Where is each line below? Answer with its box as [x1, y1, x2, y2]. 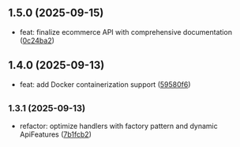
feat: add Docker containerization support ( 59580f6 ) [19, 79, 191, 89]
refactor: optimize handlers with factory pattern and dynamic [19, 122, 219, 131]
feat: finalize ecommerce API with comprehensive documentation [19, 27, 233, 36]
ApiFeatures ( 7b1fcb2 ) [19, 130, 92, 139]
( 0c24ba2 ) [19, 36, 55, 45]
